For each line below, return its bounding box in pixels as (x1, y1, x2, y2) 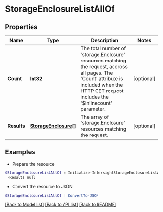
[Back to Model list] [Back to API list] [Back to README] (5, 202, 116, 208)
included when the (81, 81, 123, 88)
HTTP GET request (81, 88, 124, 94)
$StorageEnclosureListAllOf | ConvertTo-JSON (5, 193, 98, 198)
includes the (81, 93, 109, 100)
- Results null (7, 175, 36, 180)
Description (91, 37, 119, 44)
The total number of (81, 45, 126, 52)
